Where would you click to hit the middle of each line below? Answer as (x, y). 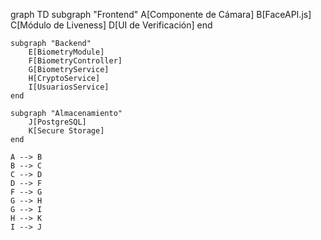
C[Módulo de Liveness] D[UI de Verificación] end (111, 25)
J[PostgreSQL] (57, 122)
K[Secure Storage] (66, 131)
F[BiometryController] (75, 61)
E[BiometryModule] (66, 52)
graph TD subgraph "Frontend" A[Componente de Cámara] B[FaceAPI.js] (161, 14)
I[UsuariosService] (69, 87)
